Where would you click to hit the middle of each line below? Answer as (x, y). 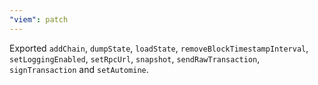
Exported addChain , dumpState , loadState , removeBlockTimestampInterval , (159, 48)
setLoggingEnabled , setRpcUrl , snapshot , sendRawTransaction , (135, 58)
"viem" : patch (39, 19)
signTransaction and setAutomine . (79, 69)
